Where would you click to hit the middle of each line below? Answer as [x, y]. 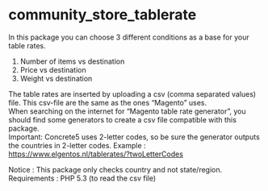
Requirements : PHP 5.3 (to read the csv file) [82, 178]
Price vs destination [53, 69]
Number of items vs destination [72, 61]
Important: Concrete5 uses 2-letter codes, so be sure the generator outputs [134, 137]
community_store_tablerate [103, 15]
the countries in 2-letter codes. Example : [77, 145]
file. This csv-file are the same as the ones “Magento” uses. [108, 102]
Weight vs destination [56, 78]
